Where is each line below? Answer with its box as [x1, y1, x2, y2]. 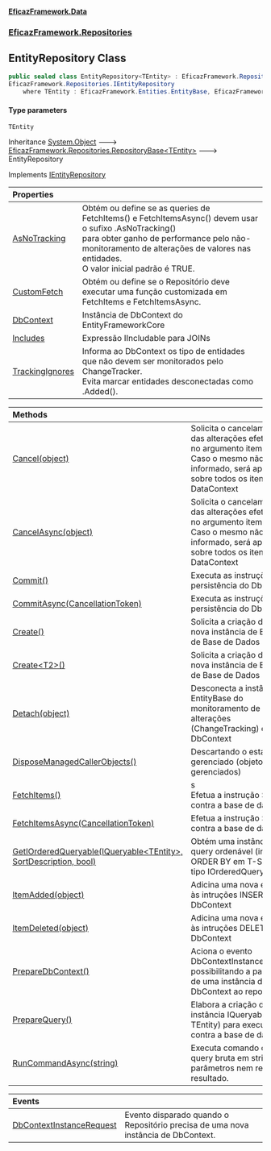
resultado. [190, 1073, 229, 1084]
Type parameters [8, 105, 68, 114]
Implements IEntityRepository [8, 170, 106, 180]
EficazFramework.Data [8, 6, 87, 16]
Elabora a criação [190, 999, 257, 1011]
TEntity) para [190, 1020, 240, 1031]
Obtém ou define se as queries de [81, 202, 211, 214]
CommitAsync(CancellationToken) [12, 598, 143, 609]
